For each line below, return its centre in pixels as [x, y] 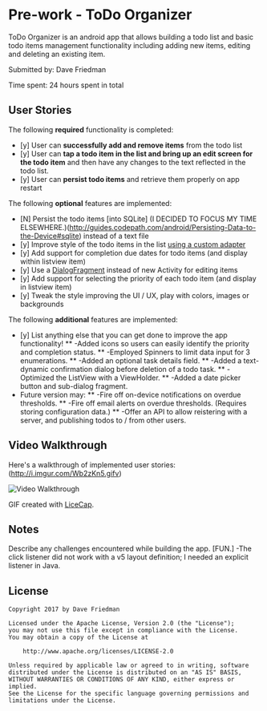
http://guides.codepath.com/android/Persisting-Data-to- [163, 227]
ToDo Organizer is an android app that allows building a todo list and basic [131, 37]
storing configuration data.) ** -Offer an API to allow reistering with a [133, 411]
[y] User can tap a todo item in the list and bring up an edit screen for [136, 153]
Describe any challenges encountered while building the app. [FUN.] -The [130, 549]
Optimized [37, 378]
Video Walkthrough [58, 445]
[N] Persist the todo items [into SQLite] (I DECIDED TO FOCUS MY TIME [138, 219]
